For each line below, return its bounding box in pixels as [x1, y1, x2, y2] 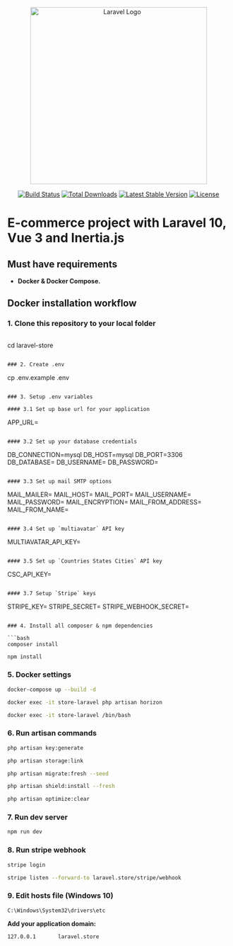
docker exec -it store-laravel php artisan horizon [7, 699, 162, 706]
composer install [7, 641, 59, 648]
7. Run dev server [7, 812, 68, 822]
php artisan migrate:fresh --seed [7, 770, 109, 777]
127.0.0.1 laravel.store [7, 933, 100, 940]
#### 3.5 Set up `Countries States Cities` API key [7, 557, 162, 565]
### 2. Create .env [7, 361, 65, 368]
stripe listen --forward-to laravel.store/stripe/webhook [7, 874, 181, 882]
